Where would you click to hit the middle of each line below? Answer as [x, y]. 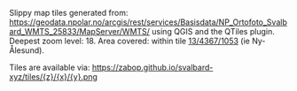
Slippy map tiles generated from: [69, 13]
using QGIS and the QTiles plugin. [213, 31]
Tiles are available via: [50, 67]
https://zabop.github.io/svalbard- [152, 67]
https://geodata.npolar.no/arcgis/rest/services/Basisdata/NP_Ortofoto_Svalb [148, 22]
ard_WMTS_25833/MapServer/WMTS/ [80, 31]
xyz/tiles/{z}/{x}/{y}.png [53, 77]
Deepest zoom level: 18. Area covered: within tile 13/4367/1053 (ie [130, 41]
